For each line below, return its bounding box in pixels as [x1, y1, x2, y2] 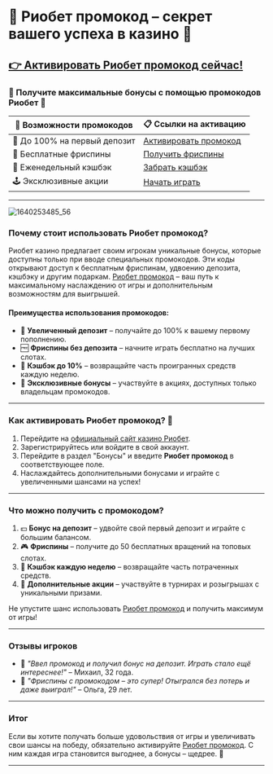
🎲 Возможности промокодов [15, 120, 133, 131]
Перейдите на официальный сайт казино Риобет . [19, 433, 191, 443]
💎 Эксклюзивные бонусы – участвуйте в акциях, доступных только [19, 378, 258, 388]
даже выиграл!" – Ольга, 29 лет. [19, 684, 132, 695]
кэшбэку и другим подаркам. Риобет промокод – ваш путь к [8, 272, 219, 282]
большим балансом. [19, 532, 92, 542]
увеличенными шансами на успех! [19, 477, 141, 486]
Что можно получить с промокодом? [8, 504, 164, 516]
